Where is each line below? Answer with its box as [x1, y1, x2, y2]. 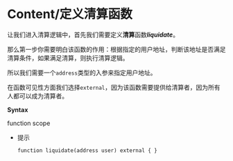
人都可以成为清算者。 [7, 91, 68, 100]
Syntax [7, 105, 28, 114]
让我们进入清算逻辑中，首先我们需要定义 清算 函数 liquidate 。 [7, 30, 179, 39]
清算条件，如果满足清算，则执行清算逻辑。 [7, 53, 129, 62]
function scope [7, 119, 51, 127]
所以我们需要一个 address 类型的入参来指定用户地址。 [7, 68, 157, 77]
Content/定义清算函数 [7, 6, 133, 22]
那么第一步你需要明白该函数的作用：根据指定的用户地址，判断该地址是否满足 [7, 45, 226, 53]
